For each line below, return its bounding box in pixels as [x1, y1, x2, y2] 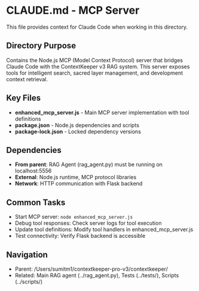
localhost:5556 [14, 167, 52, 174]
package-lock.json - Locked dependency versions [14, 128, 142, 135]
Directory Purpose [6, 41, 76, 51]
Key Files [6, 93, 41, 103]
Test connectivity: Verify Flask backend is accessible [14, 232, 146, 240]
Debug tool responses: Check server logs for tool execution [14, 219, 162, 227]
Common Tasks [6, 197, 66, 207]
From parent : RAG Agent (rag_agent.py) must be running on [14, 161, 163, 168]
